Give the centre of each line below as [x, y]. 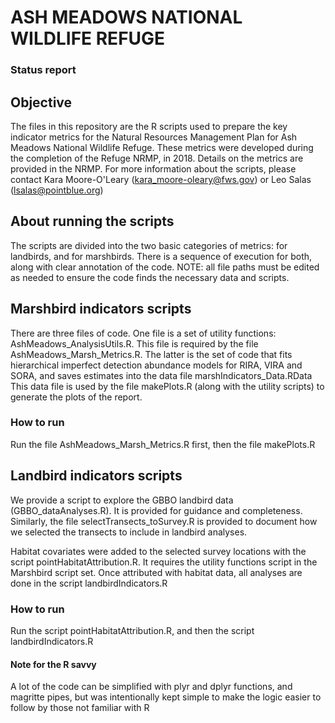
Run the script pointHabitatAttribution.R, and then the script [132, 630]
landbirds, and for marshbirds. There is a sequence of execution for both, [161, 256]
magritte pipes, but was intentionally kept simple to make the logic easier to [166, 697]
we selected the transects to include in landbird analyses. [129, 532]
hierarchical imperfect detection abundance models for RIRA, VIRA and [156, 365]
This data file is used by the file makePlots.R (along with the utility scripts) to [167, 386]
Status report [43, 70]
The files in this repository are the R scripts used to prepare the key [149, 126]
